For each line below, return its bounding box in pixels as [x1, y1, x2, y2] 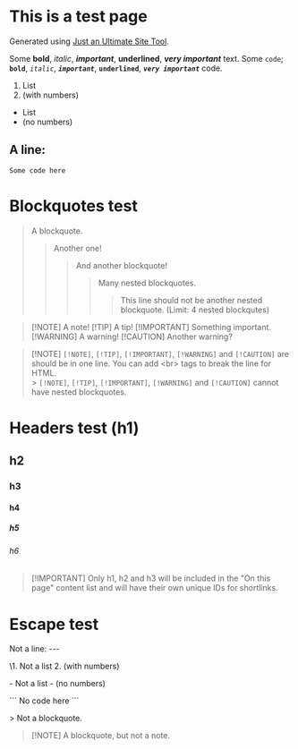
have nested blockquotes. [30, 387, 127, 397]
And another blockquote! [75, 260, 168, 270]
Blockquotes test [9, 195, 139, 216]
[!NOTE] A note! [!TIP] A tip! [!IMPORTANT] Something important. [30, 321, 271, 332]
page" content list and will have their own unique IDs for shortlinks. [30, 583, 279, 593]
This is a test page [9, 6, 148, 27]
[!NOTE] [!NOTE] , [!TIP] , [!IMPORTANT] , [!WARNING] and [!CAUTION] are [30, 348, 289, 359]
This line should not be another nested [120, 294, 263, 305]
